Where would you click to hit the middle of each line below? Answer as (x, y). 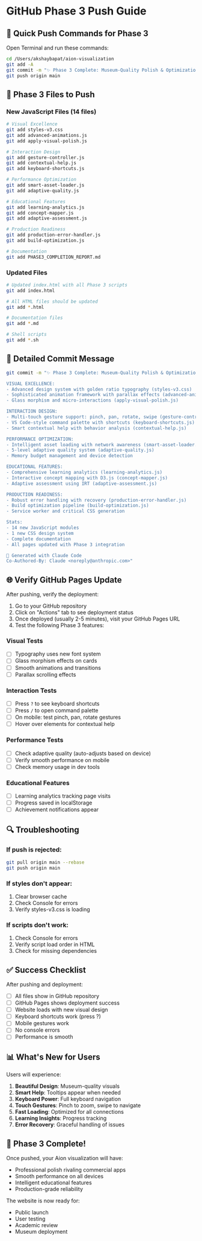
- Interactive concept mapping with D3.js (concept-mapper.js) (87, 478)
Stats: (14, 522)
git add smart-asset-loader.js (45, 185)
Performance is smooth (44, 1037)
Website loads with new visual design (61, 1010)
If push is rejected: (34, 850)
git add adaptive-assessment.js (47, 218)
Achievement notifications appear (57, 810)
